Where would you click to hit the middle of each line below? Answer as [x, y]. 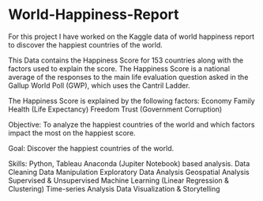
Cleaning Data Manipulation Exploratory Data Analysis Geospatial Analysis [129, 172]
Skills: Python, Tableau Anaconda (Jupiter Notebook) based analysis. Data [129, 163]
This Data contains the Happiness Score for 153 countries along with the [126, 60]
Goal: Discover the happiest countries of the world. [91, 148]
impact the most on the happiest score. [72, 133]
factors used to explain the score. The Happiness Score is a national [119, 68]
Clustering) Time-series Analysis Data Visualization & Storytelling [114, 188]
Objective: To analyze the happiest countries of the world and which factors [131, 124]
